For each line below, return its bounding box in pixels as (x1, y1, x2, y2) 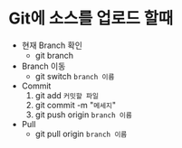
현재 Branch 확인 (21, 40, 83, 51)
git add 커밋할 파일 (34, 89, 99, 100)
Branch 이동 (21, 60, 66, 71)
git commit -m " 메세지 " (34, 99, 117, 110)
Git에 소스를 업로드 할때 (8, 8, 174, 29)
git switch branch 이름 (34, 70, 115, 81)
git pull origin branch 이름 (34, 128, 128, 139)
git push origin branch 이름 (34, 109, 132, 120)
